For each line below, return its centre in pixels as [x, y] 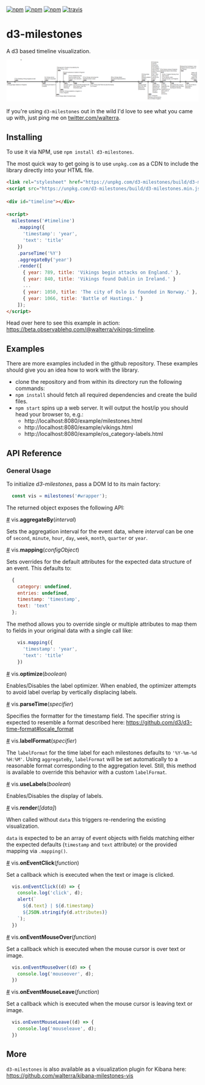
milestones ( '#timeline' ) [43, 221]
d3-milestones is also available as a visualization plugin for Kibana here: [96, 1069]
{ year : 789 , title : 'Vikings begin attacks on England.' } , [102, 272]
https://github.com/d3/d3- [159, 722]
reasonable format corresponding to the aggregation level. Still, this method [101, 765]
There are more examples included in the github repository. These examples [102, 364]
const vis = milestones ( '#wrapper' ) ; [60, 496]
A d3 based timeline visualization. [49, 51]
